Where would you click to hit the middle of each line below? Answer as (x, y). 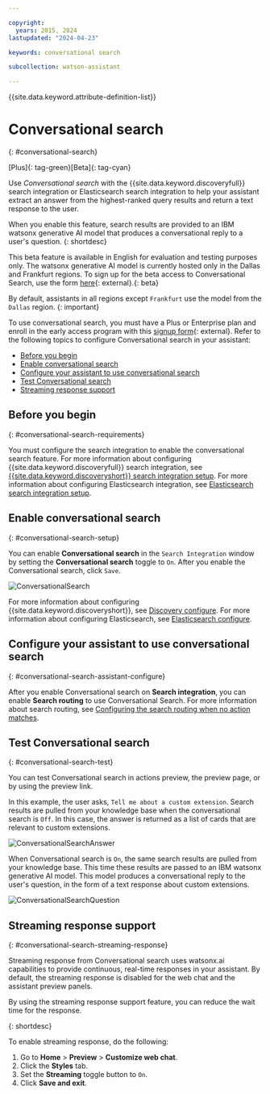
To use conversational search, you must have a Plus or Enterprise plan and (132, 322)
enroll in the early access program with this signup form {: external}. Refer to (135, 331)
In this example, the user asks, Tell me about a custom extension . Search (131, 802)
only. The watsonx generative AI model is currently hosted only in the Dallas (134, 266)
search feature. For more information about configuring (100, 458)
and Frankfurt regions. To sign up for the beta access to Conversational (127, 274)
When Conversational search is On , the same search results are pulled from (133, 859)
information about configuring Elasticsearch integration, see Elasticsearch (131, 484)
